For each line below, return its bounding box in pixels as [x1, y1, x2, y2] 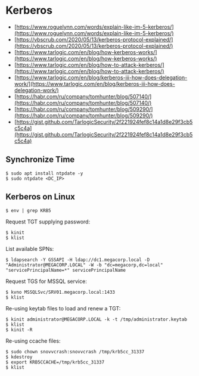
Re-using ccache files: [5, 337, 61, 344]
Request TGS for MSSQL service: [5, 278, 87, 285]
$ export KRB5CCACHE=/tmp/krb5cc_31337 [5, 359, 105, 365]
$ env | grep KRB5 [5, 207, 51, 213]
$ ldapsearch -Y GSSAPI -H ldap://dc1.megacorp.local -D [5, 257, 150, 263]
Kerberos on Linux [5, 192, 75, 202]
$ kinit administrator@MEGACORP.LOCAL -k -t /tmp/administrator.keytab [5, 316, 187, 322]
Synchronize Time [5, 154, 75, 164]
